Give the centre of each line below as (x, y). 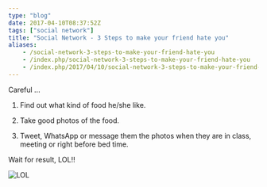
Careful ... (25, 90)
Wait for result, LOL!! (42, 159)
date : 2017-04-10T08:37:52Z (55, 23)
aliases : (23, 45)
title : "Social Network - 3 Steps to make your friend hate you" (118, 38)
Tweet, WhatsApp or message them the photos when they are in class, (135, 135)
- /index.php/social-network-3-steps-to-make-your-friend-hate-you (136, 60)
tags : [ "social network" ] (51, 30)
